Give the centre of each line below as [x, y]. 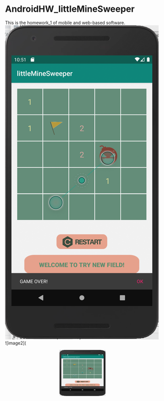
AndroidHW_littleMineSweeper [70, 9]
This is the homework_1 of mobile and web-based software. [65, 23]
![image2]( [16, 343]
